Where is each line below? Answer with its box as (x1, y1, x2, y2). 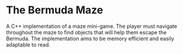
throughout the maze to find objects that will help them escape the (6, 28, 167, 35)
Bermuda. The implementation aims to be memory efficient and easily (6, 35, 175, 42)
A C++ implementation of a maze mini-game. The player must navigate (6, 23, 178, 30)
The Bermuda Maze (6, 3, 104, 17)
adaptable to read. (6, 41, 51, 48)
